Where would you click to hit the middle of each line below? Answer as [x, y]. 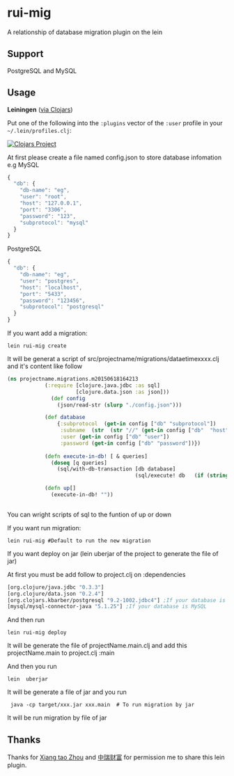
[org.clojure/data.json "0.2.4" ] [56, 594]
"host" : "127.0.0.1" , [51, 203]
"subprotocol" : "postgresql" [62, 307]
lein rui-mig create [37, 346]
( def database [65, 418]
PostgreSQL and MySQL [42, 70]
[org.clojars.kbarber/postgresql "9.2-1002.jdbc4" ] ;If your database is [117, 600]
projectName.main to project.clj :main [61, 653]
